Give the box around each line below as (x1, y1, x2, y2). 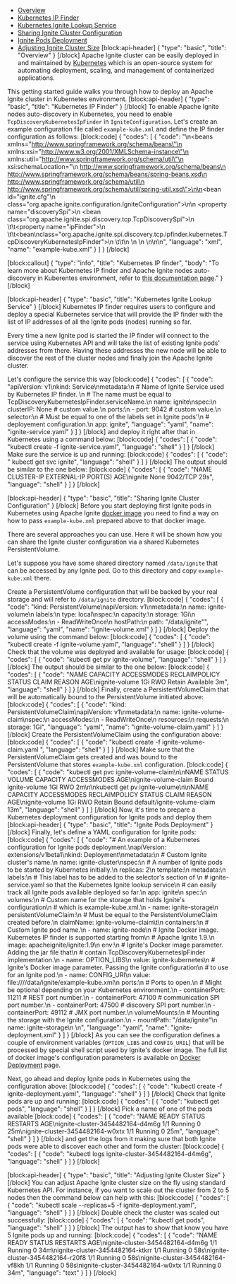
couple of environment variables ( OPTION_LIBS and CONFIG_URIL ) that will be (7, 1039, 225, 1046)
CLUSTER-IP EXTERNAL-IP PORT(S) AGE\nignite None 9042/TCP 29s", (7, 473, 214, 481)
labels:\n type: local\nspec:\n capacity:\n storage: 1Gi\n (35, 610, 196, 618)
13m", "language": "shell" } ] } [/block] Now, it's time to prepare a (7, 805, 196, 814)
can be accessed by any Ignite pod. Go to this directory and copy (7, 566, 197, 575)
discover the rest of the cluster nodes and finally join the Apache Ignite (7, 354, 213, 362)
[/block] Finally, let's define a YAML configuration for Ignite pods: (7, 828, 197, 836)
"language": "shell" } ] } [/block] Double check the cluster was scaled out (7, 1208, 220, 1217)
